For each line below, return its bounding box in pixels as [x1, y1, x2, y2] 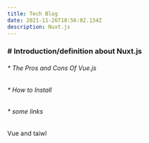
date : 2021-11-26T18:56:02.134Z [7, 17, 102, 24]
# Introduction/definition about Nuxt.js [7, 46, 143, 56]
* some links [7, 107, 44, 116]
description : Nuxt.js [7, 23, 71, 30]
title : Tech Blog [7, 10, 58, 18]
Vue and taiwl [7, 129, 47, 137]
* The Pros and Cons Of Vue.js [7, 64, 97, 72]
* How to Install [7, 86, 52, 94]
